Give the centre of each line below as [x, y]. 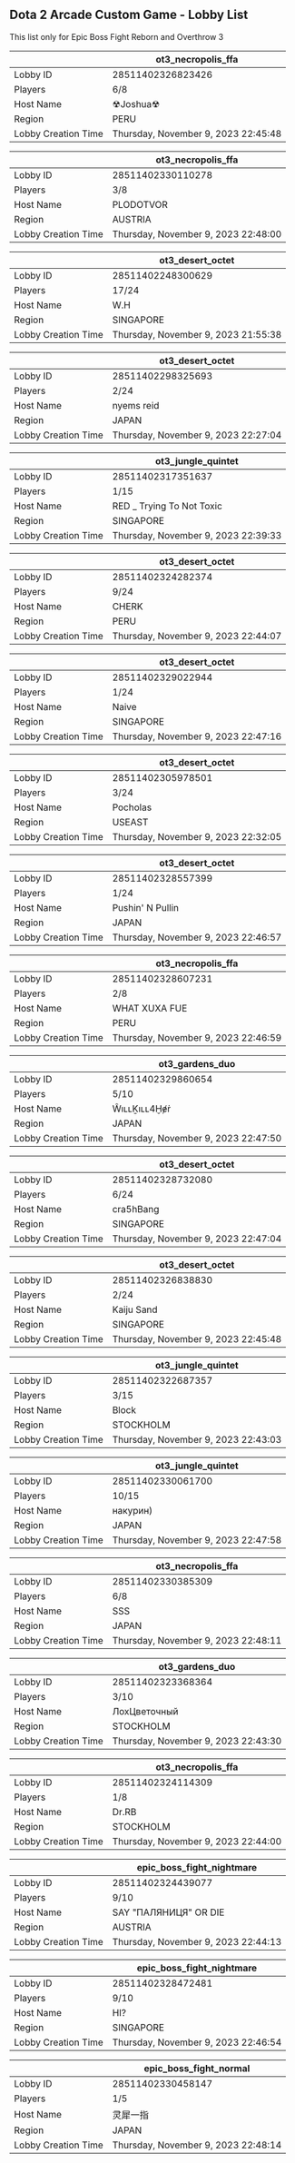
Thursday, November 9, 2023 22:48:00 [197, 233]
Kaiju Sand [135, 1309]
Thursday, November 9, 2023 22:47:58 [197, 1540]
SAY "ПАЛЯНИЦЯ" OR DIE [168, 1912]
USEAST [130, 822]
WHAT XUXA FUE [150, 1008]
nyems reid [136, 405]
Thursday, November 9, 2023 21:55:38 [197, 334]
